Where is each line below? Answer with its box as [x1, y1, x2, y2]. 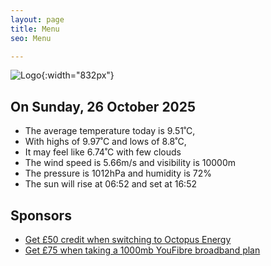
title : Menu [10, 24, 60, 34]
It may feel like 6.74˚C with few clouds [24, 146, 182, 158]
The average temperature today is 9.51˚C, [24, 125, 196, 137]
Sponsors [10, 207, 72, 224]
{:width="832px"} [41, 69, 115, 81]
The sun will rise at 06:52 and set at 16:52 [24, 178, 197, 190]
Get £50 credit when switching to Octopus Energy [24, 234, 232, 245]
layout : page [10, 14, 65, 25]
